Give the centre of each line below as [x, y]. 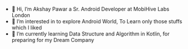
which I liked [27, 27]
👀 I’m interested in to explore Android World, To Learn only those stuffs [97, 21]
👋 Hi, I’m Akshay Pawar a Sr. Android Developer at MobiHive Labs [90, 9]
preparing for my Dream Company [53, 40]
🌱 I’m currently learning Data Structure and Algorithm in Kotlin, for [90, 34]
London [21, 15]
